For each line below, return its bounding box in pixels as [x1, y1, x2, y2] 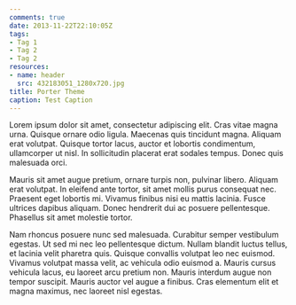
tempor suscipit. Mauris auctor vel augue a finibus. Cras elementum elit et [9, 277, 279, 287]
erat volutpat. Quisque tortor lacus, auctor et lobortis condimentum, [9, 138, 256, 149]
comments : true [9, 12, 66, 22]
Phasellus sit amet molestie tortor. [9, 212, 133, 223]
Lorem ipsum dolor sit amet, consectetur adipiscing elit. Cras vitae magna [9, 120, 278, 130]
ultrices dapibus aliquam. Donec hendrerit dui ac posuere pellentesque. [9, 203, 270, 214]
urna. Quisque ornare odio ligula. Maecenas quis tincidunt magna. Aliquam [9, 129, 282, 140]
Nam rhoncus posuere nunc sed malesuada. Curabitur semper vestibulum [9, 230, 279, 240]
